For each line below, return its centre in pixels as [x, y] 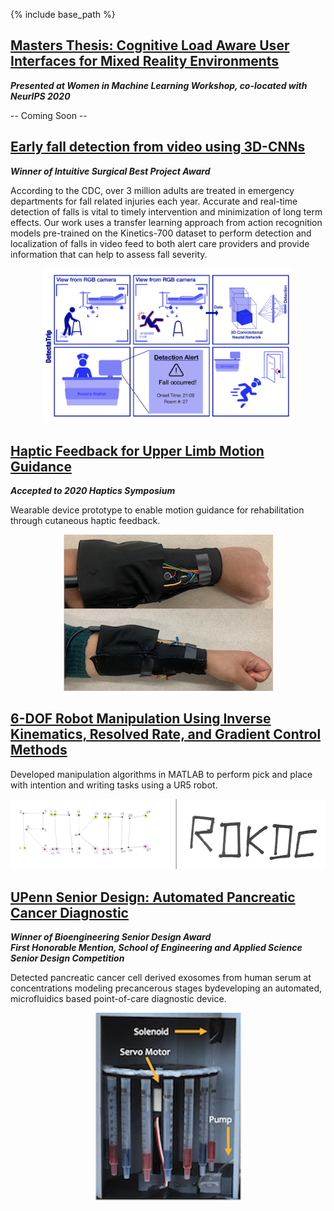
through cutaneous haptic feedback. [85, 521]
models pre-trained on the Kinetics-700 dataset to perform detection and [161, 233]
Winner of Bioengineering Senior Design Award [111, 937]
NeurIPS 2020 [40, 96]
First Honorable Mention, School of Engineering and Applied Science [156, 948]
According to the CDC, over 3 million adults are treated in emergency [152, 190]
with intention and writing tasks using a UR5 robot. [114, 785]
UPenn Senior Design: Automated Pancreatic [153, 897]
